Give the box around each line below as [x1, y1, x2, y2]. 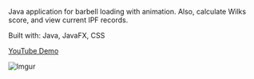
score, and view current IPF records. [8, 15, 129, 25]
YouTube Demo [8, 46, 59, 55]
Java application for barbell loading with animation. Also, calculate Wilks [8, 7, 246, 16]
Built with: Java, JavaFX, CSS [8, 31, 105, 40]
